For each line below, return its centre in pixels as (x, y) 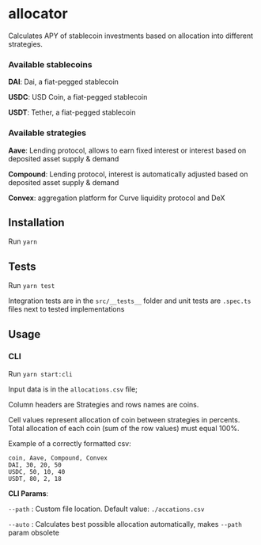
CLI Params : (28, 493)
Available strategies (47, 133)
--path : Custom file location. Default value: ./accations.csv (106, 509)
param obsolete (34, 532)
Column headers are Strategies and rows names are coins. (104, 404)
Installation (36, 222)
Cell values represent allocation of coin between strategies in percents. (124, 419)
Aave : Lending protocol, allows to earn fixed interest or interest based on (127, 150)
